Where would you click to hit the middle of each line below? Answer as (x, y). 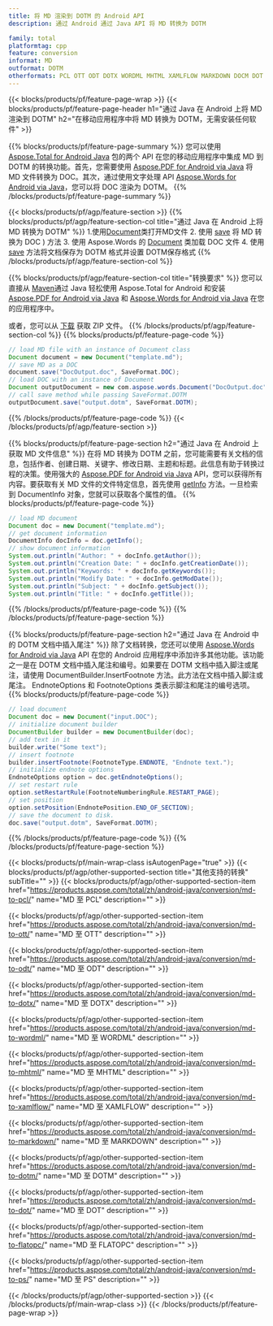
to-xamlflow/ (30, 1107)
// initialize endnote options (61, 770)
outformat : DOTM (36, 69)
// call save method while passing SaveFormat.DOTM (97, 395)
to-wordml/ (27, 1038)
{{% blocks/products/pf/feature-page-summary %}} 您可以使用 (115, 146)
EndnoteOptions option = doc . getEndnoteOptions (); (96, 778)
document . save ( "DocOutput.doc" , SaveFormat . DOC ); (94, 372)
